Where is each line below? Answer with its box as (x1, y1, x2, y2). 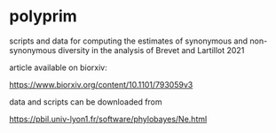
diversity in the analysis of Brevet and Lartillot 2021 (58, 44, 245, 55)
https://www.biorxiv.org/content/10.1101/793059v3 (9, 79, 193, 90)
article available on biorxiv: (9, 62, 108, 73)
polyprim (9, 6, 77, 27)
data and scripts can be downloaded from (9, 96, 162, 107)
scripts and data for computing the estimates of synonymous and (9, 35, 248, 46)
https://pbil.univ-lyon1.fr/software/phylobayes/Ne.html (9, 113, 208, 124)
